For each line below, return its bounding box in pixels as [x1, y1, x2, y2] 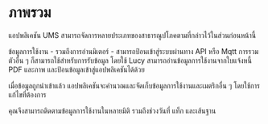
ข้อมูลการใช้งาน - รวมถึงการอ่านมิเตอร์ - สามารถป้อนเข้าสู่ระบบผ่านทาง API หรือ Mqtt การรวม [8, 46, 259, 56]
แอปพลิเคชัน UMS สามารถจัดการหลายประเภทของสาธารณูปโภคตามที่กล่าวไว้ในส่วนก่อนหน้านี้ [8, 30, 256, 39]
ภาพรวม [8, 3, 52, 22]
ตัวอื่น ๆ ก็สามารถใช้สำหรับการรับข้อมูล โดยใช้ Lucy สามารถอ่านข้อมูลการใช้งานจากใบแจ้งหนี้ [8, 56, 252, 65]
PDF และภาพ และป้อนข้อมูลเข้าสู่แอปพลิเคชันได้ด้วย [8, 64, 145, 74]
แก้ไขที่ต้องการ [8, 89, 47, 99]
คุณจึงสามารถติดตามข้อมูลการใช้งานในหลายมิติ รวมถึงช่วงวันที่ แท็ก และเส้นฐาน [8, 105, 216, 115]
